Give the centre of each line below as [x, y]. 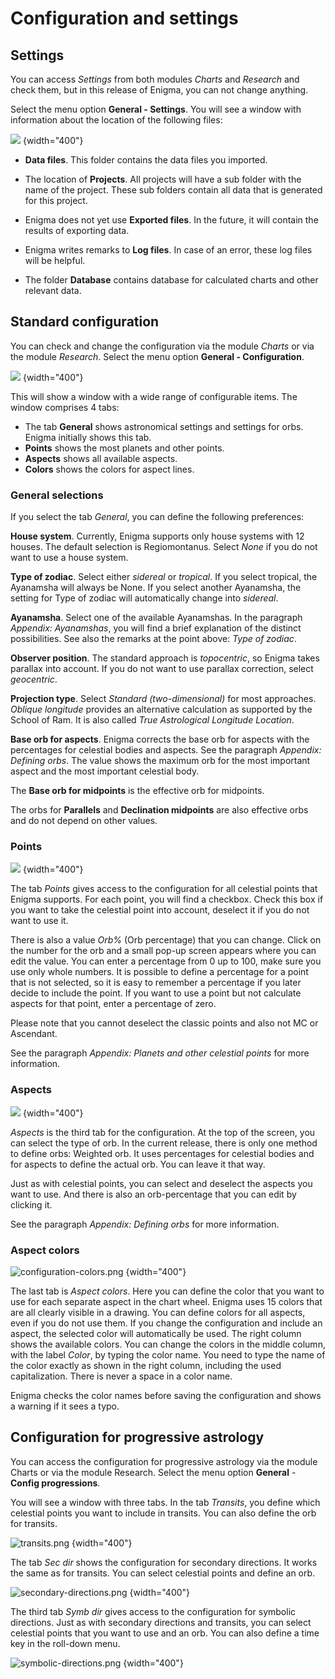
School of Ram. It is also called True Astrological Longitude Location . [152, 720]
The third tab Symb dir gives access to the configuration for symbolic [153, 1611]
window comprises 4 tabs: [65, 407]
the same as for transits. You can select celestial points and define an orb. [163, 1573]
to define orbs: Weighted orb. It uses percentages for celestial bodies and [162, 1153]
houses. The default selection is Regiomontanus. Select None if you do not [164, 547]
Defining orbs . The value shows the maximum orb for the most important [160, 761]
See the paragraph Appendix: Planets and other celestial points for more [160, 1053]
